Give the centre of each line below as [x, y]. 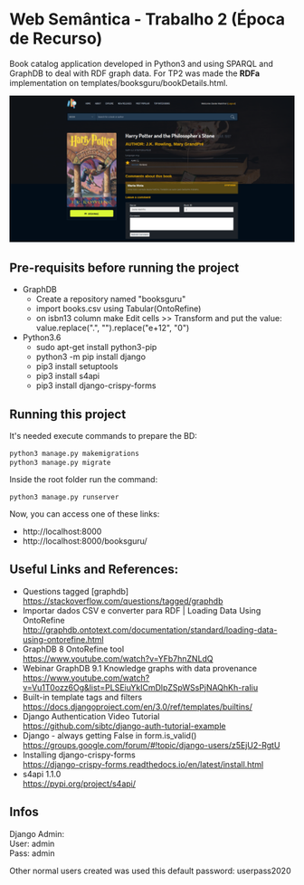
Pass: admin [32, 853]
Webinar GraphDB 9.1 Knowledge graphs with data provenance [140, 668]
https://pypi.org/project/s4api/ [79, 784]
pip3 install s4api [68, 376]
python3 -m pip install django [91, 357]
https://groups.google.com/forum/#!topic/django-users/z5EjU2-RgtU [151, 745]
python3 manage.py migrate [60, 462]
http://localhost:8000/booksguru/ [85, 541]
